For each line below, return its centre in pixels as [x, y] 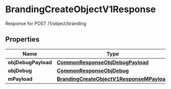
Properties [22, 39]
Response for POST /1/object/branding [46, 23]
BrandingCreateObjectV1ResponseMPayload [113, 79]
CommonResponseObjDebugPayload [103, 62]
